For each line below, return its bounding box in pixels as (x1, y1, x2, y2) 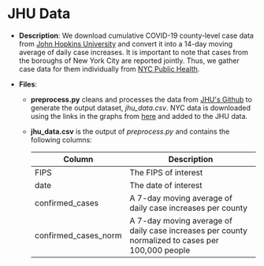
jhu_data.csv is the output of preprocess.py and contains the (30, 127, 230, 136)
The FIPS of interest (128, 167, 203, 178)
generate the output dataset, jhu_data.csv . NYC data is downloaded (30, 103, 251, 113)
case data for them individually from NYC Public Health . (18, 64, 200, 73)
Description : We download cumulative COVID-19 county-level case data (18, 31, 254, 40)
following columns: (30, 135, 92, 144)
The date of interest (128, 179, 203, 190)
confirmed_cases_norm (34, 230, 122, 241)
